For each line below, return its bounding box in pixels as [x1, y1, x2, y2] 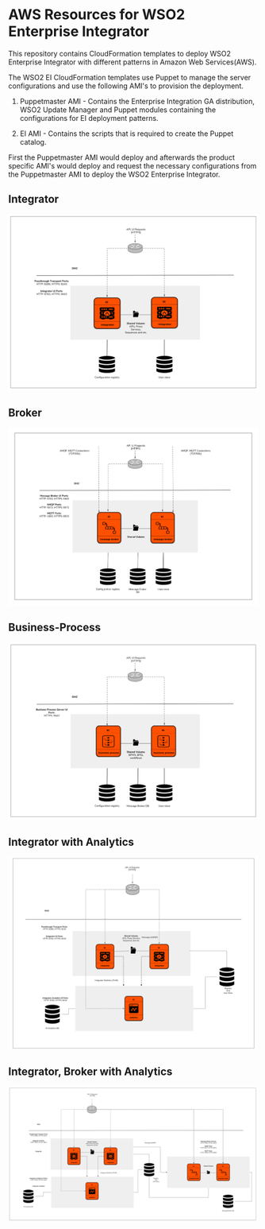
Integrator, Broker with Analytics [8, 1065, 173, 1079]
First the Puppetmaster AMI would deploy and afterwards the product [8, 153, 236, 162]
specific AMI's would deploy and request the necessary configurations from [8, 161, 257, 170]
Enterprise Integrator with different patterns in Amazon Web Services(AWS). [8, 57, 257, 67]
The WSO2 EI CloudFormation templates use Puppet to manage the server [8, 72, 252, 82]
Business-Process [8, 621, 102, 634]
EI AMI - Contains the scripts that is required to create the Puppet [19, 129, 234, 138]
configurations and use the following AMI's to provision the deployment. [8, 81, 244, 91]
